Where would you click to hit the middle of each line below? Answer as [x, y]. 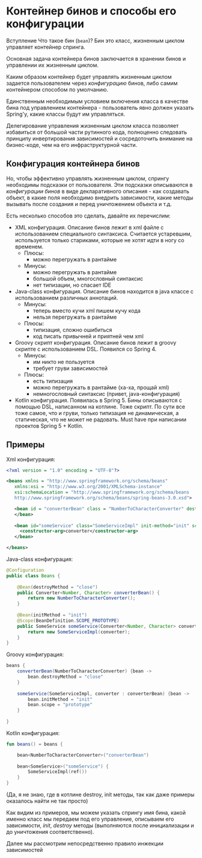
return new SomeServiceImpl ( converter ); [79, 632]
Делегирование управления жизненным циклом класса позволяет [93, 125]
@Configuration [25, 571]
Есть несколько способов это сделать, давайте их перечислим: [88, 216]
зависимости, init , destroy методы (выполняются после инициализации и [100, 825]
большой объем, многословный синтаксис [88, 278]
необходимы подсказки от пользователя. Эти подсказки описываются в [99, 184]
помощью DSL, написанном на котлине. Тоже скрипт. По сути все [100, 406]
